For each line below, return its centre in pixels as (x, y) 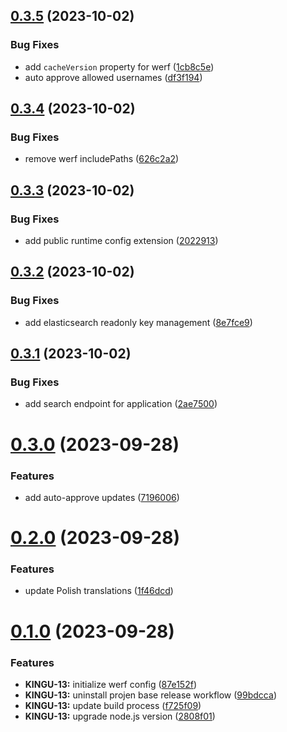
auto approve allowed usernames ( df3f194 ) (113, 77)
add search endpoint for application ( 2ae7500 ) (121, 404)
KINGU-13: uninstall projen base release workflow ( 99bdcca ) (150, 695)
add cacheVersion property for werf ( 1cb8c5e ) (119, 66)
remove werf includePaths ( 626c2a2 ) (102, 159)
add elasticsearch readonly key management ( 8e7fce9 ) (138, 322)
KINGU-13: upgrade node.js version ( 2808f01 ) (120, 716)
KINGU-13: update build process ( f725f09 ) (113, 705)
